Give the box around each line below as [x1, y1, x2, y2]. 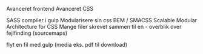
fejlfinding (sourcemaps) [6, 29, 68, 37]
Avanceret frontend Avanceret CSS [6, 5, 94, 12]
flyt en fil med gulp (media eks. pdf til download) [6, 41, 128, 48]
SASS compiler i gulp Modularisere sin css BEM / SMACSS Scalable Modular [6, 17, 198, 23]
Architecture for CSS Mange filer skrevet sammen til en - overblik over [6, 23, 182, 30]
